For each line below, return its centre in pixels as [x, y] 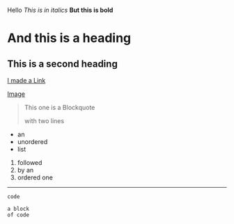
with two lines [44, 121]
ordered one [35, 177]
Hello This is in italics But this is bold [60, 10]
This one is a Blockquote [60, 107]
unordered [32, 142]
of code [18, 215]
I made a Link [26, 80]
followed [30, 162]
